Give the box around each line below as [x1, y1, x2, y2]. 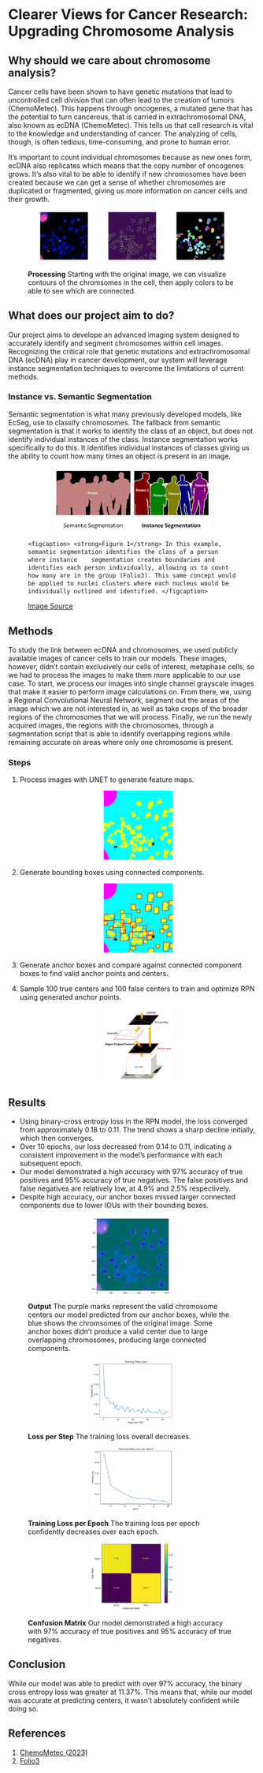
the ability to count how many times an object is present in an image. [8, 451, 231, 461]
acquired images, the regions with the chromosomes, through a [8, 720, 214, 731]
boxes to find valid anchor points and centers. [19, 969, 169, 978]
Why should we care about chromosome [8, 54, 211, 67]
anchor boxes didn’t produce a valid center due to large [28, 1326, 209, 1336]
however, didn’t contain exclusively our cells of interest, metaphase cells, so [8, 662, 255, 671]
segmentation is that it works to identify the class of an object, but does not [8, 426, 254, 436]
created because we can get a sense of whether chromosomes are [8, 178, 226, 187]
